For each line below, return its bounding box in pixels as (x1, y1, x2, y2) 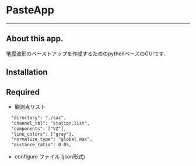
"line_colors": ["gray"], (11, 131, 75, 137)
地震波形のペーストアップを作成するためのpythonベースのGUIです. (6, 50, 166, 57)
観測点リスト (14, 103, 45, 110)
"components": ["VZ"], (11, 126, 66, 132)
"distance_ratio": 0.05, (11, 142, 72, 148)
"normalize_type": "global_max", (11, 136, 93, 143)
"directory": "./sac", (11, 115, 66, 121)
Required (6, 87, 40, 97)
